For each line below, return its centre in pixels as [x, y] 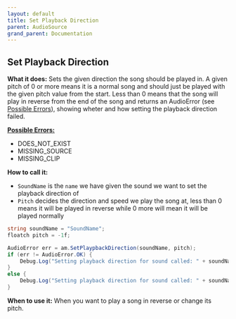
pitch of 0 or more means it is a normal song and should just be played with [116, 87]
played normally [41, 216]
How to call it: [27, 173]
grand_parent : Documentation [50, 33]
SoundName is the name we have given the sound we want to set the [112, 186]
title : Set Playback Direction [53, 20]
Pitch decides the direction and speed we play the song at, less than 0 [120, 201]
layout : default [31, 14]
